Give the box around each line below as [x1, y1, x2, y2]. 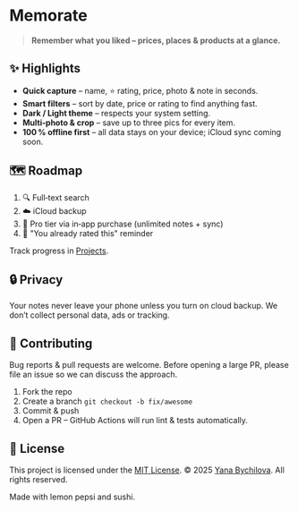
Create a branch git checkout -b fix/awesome [21, 396, 193, 407]
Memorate [9, 5, 88, 26]
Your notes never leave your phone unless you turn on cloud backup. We [9, 301, 278, 311]
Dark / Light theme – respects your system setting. [21, 107, 211, 118]
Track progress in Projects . [9, 245, 109, 256]
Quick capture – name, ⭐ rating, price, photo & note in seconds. [21, 85, 259, 96]
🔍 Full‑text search [21, 192, 89, 202]
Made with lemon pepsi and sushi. [9, 491, 136, 502]
